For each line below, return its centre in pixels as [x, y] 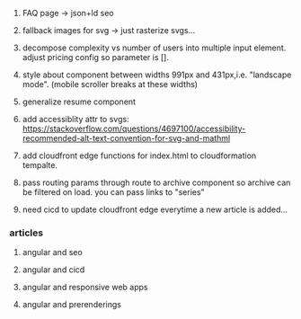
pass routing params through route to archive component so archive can [156, 182]
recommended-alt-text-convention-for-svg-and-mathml [126, 138]
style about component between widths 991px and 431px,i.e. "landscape [157, 75]
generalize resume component [79, 102]
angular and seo [52, 253]
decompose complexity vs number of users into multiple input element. [154, 48]
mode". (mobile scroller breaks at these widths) [110, 84]
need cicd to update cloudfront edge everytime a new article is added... [155, 209]
